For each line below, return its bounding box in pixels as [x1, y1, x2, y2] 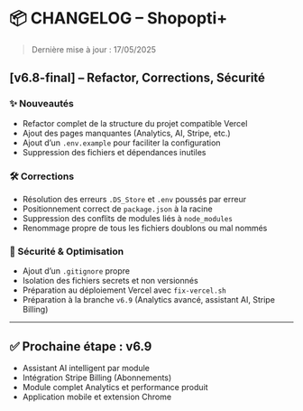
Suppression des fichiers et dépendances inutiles [22, 146, 207, 157]
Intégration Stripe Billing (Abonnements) [22, 372, 172, 383]
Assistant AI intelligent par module [22, 363, 151, 374]
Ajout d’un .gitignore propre [22, 266, 131, 276]
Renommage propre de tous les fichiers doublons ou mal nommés [22, 222, 268, 233]
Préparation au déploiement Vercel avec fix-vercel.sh [22, 285, 227, 295]
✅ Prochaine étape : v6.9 [9, 339, 152, 354]
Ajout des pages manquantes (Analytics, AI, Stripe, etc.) [22, 127, 232, 138]
